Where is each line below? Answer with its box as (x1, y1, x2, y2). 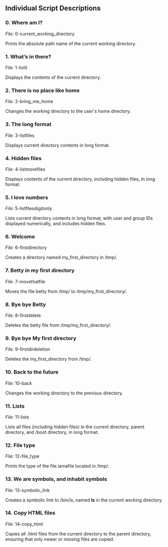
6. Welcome (5, 233, 35, 240)
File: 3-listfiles (5, 132, 35, 138)
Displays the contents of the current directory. (5, 74, 101, 80)
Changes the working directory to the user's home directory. (5, 108, 131, 114)
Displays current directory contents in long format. (5, 142, 110, 148)
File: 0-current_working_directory (5, 30, 75, 37)
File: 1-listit (5, 64, 28, 70)
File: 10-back (5, 380, 32, 386)
